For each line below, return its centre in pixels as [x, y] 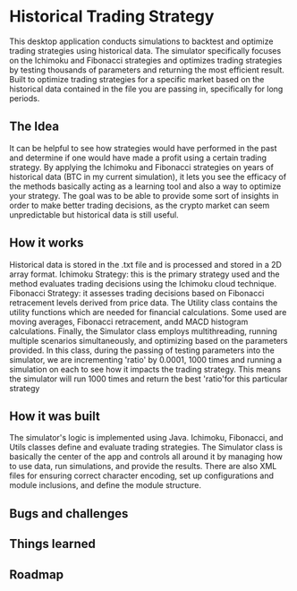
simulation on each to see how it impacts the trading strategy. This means [145, 369]
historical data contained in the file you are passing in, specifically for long [146, 89]
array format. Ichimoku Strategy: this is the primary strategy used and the [144, 274]
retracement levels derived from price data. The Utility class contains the [144, 303]
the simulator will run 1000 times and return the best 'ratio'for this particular [148, 379]
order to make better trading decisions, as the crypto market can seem [140, 205]
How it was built [55, 416]
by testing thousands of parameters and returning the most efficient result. [147, 70]
